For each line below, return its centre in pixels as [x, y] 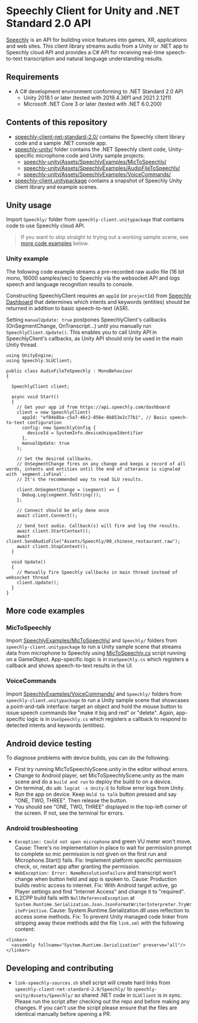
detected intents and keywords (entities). [56, 725]
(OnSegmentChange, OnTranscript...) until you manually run [79, 326]
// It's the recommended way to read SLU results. [80, 479]
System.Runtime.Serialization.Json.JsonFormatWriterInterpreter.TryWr [103, 904]
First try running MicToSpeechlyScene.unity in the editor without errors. [102, 769]
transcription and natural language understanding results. [94, 58]
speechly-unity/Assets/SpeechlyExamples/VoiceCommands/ [97, 174]
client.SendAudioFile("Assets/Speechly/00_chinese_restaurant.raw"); [93, 541]
